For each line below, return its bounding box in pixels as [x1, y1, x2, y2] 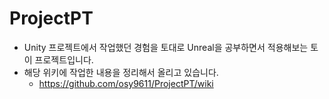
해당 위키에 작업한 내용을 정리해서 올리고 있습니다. [23, 66, 219, 78]
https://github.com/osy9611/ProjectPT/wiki [38, 77, 214, 89]
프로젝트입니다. [34, 53, 94, 66]
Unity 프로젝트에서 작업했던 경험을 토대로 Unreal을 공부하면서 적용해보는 [23, 41, 309, 53]
